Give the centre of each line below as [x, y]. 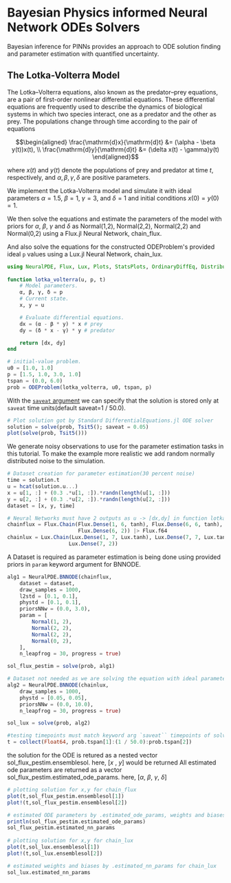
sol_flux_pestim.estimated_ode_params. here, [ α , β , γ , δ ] [87, 777]
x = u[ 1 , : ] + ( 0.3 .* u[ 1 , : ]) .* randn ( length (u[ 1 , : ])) [89, 493]
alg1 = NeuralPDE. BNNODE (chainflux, [59, 577]
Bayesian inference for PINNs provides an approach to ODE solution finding [114, 46]
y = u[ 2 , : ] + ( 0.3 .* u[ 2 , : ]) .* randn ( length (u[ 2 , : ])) [89, 499]
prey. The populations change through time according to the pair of [102, 121]
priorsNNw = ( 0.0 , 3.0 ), [55, 609]
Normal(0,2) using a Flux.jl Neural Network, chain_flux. [85, 233]
